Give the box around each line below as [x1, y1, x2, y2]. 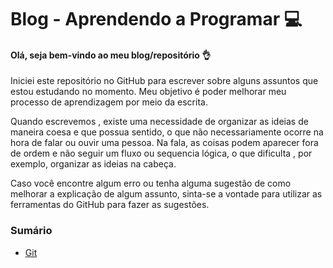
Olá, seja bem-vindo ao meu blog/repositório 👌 [10, 49, 212, 61]
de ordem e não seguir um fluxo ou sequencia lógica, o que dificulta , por [10, 147, 313, 160]
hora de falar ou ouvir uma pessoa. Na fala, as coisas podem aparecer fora [10, 137, 319, 149]
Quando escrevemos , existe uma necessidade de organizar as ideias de [10, 116, 309, 128]
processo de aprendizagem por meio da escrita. [10, 96, 208, 108]
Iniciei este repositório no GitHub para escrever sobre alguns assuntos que [10, 75, 319, 87]
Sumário [10, 224, 53, 238]
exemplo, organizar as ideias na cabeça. [10, 158, 177, 170]
